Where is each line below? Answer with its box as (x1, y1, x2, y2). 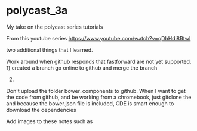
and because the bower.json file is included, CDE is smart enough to (6, 99, 174, 107)
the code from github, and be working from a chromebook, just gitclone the (6, 93, 192, 101)
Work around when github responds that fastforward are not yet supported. (6, 58, 192, 65)
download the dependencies (6, 106, 76, 113)
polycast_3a (6, 4, 68, 17)
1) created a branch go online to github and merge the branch (6, 64, 158, 71)
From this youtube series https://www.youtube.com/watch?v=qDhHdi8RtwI (6, 35, 191, 42)
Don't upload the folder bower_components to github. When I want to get (6, 87, 186, 94)
